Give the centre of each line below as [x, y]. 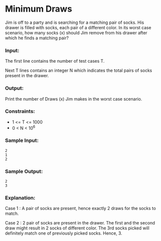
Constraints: [20, 111]
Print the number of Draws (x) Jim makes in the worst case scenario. [73, 99]
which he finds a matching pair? [37, 38]
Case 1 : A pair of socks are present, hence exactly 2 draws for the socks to [80, 208]
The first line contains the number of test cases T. [55, 61]
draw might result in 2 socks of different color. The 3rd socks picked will [77, 228]
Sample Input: [22, 140]
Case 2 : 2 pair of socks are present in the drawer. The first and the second [80, 223]
